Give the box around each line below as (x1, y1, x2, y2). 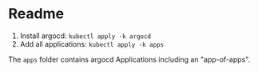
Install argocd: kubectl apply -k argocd (19, 31, 152, 40)
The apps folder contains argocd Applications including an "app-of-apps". (8, 55, 251, 64)
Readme (8, 5, 65, 23)
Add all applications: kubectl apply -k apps (19, 39, 165, 48)
